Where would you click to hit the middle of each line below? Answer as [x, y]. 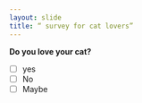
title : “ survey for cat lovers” [71, 26]
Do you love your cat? [50, 51]
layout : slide [36, 17]
